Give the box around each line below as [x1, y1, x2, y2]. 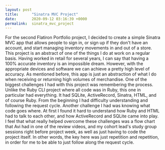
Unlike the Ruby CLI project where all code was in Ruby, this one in [5, 87, 141, 93]
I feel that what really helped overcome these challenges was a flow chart [5, 118, 155, 124]
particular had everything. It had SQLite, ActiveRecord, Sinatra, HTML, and [5, 92, 157, 98]
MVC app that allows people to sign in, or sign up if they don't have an [5, 40, 148, 46]
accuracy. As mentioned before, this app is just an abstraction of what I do [5, 71, 157, 77]
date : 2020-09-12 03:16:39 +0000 [5, 16, 87, 21]
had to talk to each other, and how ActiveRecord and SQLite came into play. [5, 113, 159, 119]
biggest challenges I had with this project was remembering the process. [5, 82, 154, 88]
